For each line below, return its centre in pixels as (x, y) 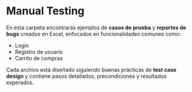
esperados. (20, 82)
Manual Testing (45, 11)
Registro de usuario (39, 51)
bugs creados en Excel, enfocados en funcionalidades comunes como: (94, 33)
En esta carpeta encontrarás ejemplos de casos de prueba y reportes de (96, 27)
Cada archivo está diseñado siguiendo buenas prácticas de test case (92, 69)
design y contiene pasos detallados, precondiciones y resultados (86, 76)
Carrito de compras (39, 58)
